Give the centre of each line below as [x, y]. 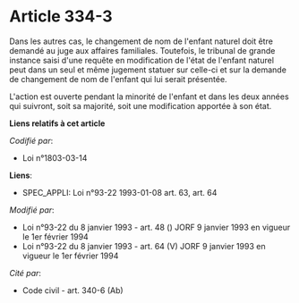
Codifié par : [31, 140]
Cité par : [26, 273]
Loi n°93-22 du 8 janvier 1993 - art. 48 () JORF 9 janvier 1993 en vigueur [156, 227]
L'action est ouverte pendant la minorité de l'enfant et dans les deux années [149, 97]
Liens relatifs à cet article [57, 123]
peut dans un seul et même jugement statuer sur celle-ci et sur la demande [148, 70]
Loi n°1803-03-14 [55, 157]
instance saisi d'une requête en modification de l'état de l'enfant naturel [142, 60]
